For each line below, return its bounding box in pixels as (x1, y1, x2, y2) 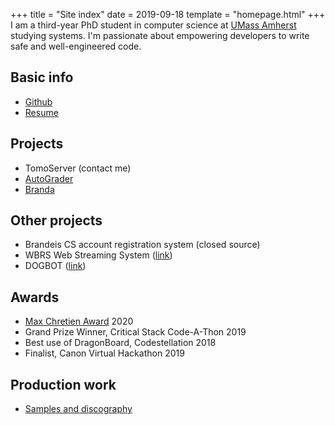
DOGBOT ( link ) (24, 260, 87, 272)
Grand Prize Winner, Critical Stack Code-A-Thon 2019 (24, 326, 247, 338)
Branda (24, 183, 55, 195)
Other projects (10, 212, 103, 229)
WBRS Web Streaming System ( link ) (24, 249, 173, 261)
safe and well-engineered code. (10, 40, 142, 52)
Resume (24, 106, 59, 118)
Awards (10, 289, 60, 306)
